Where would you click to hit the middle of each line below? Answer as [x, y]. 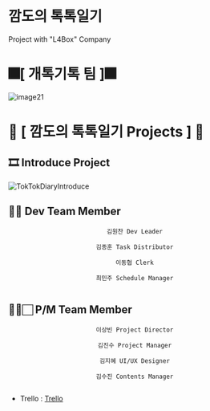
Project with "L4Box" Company [60, 39]
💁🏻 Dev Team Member [65, 212]
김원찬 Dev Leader [135, 231]
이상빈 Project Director [135, 330]
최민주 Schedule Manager [135, 278]
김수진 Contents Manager [135, 376]
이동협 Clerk [135, 262]
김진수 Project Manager [135, 345]
